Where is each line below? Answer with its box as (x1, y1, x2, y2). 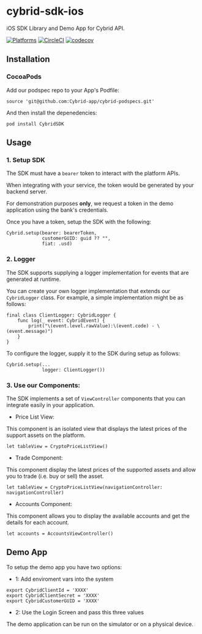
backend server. (6, 188, 48, 195)
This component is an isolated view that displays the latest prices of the (6, 425, 187, 432)
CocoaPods (6, 72, 42, 81)
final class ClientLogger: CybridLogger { (6, 312, 116, 318)
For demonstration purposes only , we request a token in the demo (6, 200, 174, 207)
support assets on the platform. (6, 431, 86, 439)
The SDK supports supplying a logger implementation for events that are (6, 269, 189, 276)
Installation (6, 54, 50, 65)
